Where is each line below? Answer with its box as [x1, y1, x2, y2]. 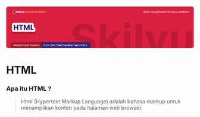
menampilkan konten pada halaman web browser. [20, 105, 143, 112]
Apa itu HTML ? [6, 84, 52, 93]
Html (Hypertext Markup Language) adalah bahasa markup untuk [20, 98, 181, 105]
